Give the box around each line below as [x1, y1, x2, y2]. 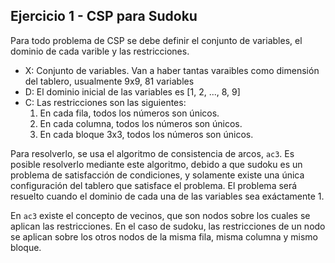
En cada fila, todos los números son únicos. [39, 107, 220, 119]
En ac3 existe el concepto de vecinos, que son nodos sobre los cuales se [10, 209, 311, 221]
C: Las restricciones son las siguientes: [24, 96, 187, 108]
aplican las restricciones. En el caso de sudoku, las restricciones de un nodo [10, 220, 326, 232]
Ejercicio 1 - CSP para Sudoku [10, 8, 198, 25]
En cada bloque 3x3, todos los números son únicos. [39, 128, 254, 140]
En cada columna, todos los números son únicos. [39, 117, 243, 129]
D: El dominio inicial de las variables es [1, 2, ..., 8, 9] [24, 85, 241, 98]
